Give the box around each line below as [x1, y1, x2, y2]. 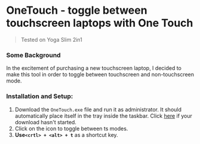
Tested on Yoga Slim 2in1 [20, 36, 82, 43]
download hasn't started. [14, 118, 76, 125]
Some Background [6, 51, 61, 59]
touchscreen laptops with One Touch [6, 16, 193, 30]
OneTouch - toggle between [6, 4, 147, 17]
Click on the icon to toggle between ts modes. [14, 125, 128, 132]
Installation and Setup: [6, 92, 73, 100]
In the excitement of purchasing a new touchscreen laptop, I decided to [6, 65, 182, 72]
